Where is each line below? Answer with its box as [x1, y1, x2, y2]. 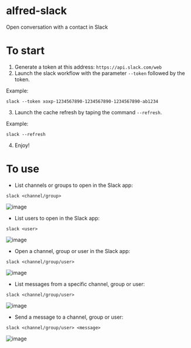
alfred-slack [6, 4, 67, 18]
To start [6, 44, 45, 57]
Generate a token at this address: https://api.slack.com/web [14, 63, 162, 70]
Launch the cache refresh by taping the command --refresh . [14, 108, 162, 115]
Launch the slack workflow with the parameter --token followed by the [14, 69, 186, 77]
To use [6, 162, 40, 176]
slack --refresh [6, 131, 46, 137]
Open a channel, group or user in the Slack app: [14, 247, 131, 254]
